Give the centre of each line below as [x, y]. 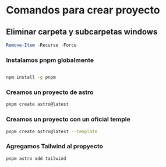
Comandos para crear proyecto [83, 10]
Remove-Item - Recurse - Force [41, 45]
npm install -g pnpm [31, 77]
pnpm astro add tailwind [36, 158]
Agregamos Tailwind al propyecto [55, 147]
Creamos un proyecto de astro [50, 92]
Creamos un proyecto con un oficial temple [68, 119]
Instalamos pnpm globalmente [50, 60]
